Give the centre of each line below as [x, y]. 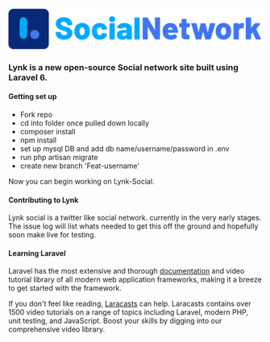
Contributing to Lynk [44, 200]
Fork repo [36, 115]
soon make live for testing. [52, 235]
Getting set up [33, 97]
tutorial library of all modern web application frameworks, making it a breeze [135, 280]
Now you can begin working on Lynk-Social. [81, 182]
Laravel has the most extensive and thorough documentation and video [127, 271]
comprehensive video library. [57, 329]
